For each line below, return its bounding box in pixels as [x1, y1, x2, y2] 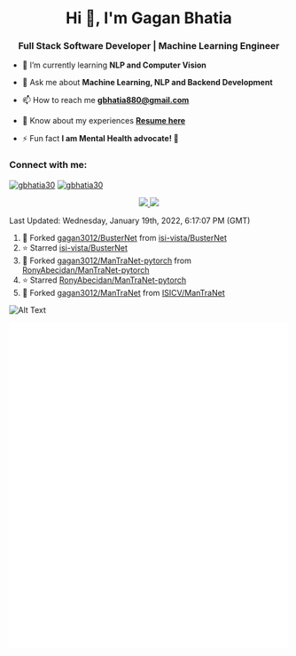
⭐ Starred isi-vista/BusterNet [21, 243, 129, 253]
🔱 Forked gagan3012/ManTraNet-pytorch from [21, 255, 192, 266]
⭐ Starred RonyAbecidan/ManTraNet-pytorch [21, 275, 187, 285]
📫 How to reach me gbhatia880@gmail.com [21, 95, 190, 106]
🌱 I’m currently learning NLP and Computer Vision [21, 60, 206, 70]
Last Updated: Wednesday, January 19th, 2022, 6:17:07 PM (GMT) [9, 215, 251, 226]
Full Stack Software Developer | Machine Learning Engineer [18, 40, 280, 52]
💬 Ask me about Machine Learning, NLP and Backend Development [21, 77, 273, 88]
